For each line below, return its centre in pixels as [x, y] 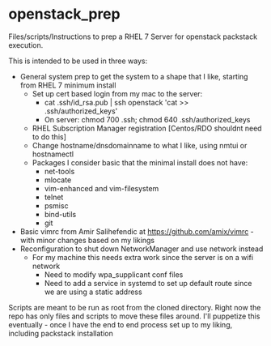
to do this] [49, 137]
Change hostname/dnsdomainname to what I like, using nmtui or [140, 145]
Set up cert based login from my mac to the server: [117, 93]
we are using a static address [93, 292]
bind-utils [60, 214]
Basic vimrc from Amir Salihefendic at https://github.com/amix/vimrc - [137, 231]
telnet [54, 197]
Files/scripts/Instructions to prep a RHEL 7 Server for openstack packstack [133, 36]
